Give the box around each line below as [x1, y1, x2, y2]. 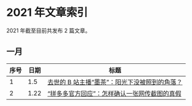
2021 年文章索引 [6, 5, 88, 19]
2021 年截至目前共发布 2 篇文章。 [6, 27, 90, 34]
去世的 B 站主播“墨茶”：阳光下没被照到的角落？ [47, 77, 183, 86]
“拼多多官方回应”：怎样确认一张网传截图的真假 [47, 89, 182, 97]
